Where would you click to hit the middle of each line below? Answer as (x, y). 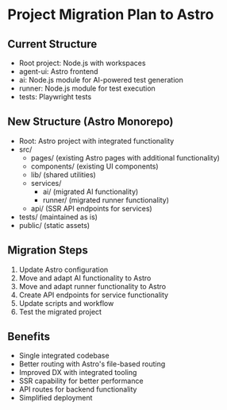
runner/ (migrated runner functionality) (106, 199)
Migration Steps (48, 251)
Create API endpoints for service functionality (93, 295)
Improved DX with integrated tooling (78, 373)
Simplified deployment (56, 398)
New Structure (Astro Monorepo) (90, 122)
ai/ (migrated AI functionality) (90, 191)
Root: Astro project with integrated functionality (96, 141)
